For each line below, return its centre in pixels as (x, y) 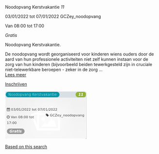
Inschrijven (16, 84)
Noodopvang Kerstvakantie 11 (35, 7)
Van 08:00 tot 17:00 (25, 26)
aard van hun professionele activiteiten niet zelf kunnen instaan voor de (77, 59)
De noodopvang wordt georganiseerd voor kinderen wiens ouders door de (79, 54)
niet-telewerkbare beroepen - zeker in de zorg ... (54, 69)
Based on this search (26, 147)
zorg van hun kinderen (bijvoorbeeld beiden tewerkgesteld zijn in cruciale (79, 64)
